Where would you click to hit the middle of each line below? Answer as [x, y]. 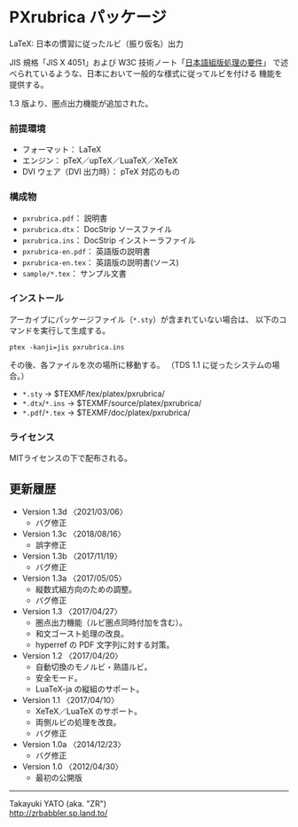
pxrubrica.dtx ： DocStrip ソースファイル [97, 229]
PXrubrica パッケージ [88, 17]
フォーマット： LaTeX [62, 150]
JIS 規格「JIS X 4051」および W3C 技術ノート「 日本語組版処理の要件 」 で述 [149, 62]
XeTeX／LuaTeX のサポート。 [89, 711]
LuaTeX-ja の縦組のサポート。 [90, 689]
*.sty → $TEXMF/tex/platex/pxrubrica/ [94, 394]
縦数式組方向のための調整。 [86, 589]
